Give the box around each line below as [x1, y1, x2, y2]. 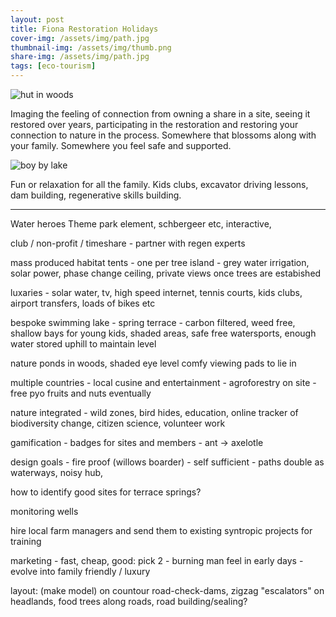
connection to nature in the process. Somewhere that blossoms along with [10, 129, 317, 141]
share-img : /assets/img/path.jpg [10, 52, 150, 62]
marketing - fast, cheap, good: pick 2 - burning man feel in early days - [10, 555, 304, 566]
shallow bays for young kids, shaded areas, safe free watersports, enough [10, 327, 317, 339]
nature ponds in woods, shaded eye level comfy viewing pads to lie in [10, 357, 297, 369]
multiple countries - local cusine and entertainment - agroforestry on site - [10, 377, 317, 388]
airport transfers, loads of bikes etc [10, 297, 156, 309]
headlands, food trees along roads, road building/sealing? [10, 596, 248, 607]
